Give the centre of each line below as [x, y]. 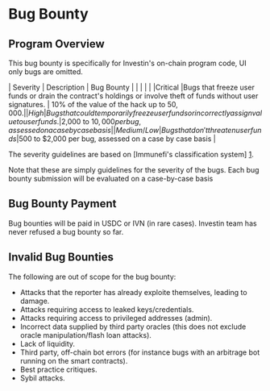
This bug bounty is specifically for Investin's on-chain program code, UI [128, 63]
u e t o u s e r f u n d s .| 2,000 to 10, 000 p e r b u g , [75, 121]
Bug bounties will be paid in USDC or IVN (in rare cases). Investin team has [133, 223]
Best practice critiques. [58, 369]
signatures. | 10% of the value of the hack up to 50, [93, 104]
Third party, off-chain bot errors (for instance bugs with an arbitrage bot [140, 352]
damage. [35, 301]
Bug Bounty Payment [62, 204]
